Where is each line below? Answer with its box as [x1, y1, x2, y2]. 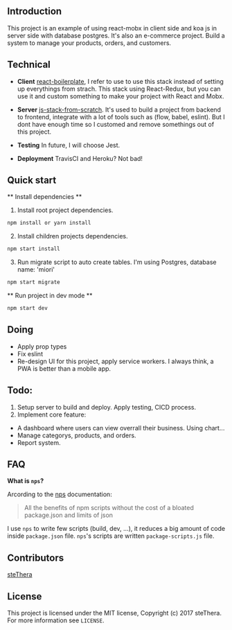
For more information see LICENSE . [7, 616, 105, 624]
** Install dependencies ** [7, 193, 82, 201]
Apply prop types [17, 342, 67, 351]
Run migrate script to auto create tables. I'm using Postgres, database [17, 258, 217, 266]
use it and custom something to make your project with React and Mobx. [17, 91, 224, 100]
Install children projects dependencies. [17, 232, 128, 240]
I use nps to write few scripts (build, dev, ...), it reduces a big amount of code [7, 525, 226, 533]
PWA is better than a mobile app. [17, 364, 111, 373]
